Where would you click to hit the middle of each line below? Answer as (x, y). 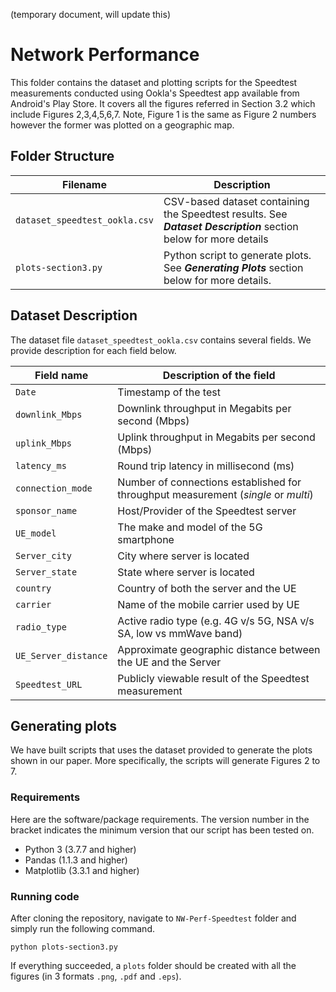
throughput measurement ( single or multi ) (215, 494)
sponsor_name (46, 510)
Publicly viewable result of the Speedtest (213, 678)
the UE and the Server (169, 662)
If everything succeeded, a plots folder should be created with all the (153, 965)
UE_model (36, 533)
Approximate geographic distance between (219, 649)
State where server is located (186, 572)
